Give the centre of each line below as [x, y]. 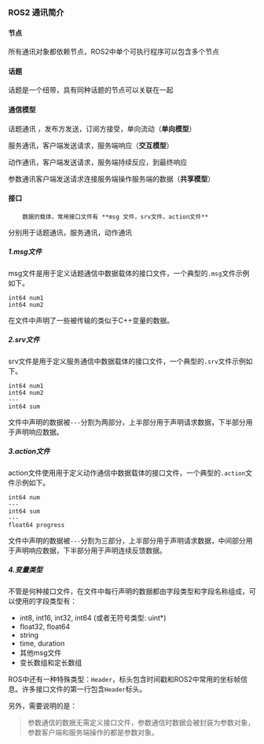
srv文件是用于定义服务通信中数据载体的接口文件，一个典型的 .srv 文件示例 [127, 361]
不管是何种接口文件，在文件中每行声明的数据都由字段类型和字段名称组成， [128, 591]
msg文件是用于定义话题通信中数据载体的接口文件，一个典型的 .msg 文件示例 [129, 273]
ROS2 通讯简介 [36, 12]
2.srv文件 [24, 340]
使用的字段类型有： [46, 601]
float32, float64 [45, 626]
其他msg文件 [40, 652]
